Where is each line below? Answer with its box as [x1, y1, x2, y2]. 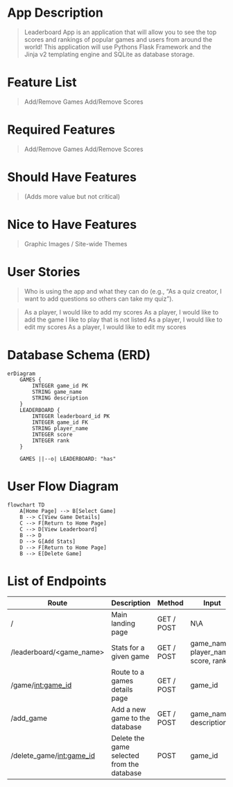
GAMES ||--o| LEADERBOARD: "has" [19, 455, 116, 462]
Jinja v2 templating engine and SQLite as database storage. [24, 50, 195, 58]
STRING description [32, 395, 89, 402]
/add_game [10, 713, 47, 723]
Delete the [110, 733, 145, 743]
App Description [7, 5, 104, 21]
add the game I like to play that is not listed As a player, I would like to [24, 315, 223, 324]
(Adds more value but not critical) [24, 192, 121, 200]
